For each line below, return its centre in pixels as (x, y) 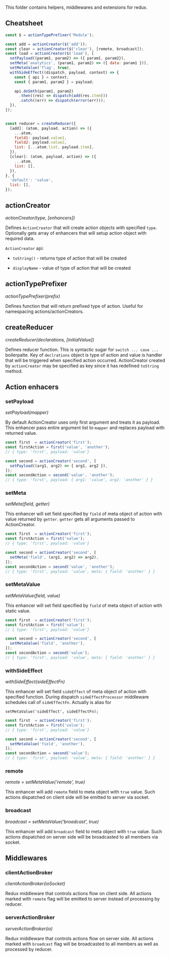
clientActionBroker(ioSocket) (35, 884)
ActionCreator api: (25, 248)
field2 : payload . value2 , (41, 142)
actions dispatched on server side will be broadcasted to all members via (82, 837)
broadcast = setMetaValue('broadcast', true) (52, 821)
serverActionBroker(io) (29, 929)
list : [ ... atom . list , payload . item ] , (54, 147)
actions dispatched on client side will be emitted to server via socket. (77, 798)
